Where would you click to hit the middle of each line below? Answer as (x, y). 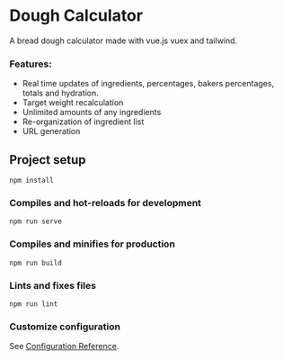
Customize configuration (65, 327)
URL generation (51, 131)
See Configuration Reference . (64, 346)
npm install (31, 181)
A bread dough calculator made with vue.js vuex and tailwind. (124, 40)
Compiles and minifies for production (92, 244)
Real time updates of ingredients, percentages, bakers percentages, (148, 84)
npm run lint (34, 304)
